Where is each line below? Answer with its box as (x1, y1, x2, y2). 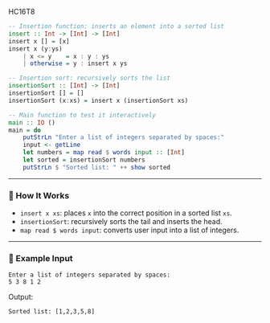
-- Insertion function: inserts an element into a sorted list (8, 22, 225, 31)
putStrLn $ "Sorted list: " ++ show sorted (22, 163, 171, 171)
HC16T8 (8, 7, 35, 16)
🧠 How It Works (8, 190, 70, 201)
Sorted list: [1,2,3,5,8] (8, 308, 95, 316)
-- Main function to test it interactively (8, 111, 157, 119)
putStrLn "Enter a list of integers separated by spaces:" (22, 133, 225, 141)
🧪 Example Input (8, 252, 74, 264)
